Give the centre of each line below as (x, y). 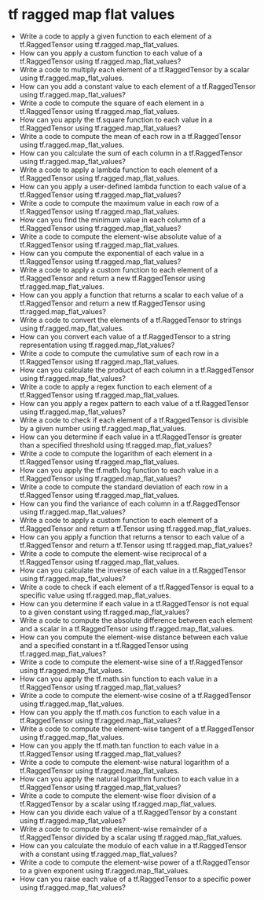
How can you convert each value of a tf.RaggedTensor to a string (125, 336)
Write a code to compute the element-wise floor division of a (118, 796)
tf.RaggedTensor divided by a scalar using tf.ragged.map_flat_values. (131, 837)
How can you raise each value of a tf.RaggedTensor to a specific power (135, 879)
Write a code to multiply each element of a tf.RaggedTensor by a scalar (134, 69)
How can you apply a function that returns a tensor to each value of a (132, 536)
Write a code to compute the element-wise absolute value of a (120, 236)
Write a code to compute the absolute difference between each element (136, 620)
